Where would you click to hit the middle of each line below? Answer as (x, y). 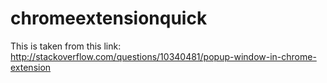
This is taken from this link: (66, 46)
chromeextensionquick (109, 18)
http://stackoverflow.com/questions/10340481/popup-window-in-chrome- (163, 56)
